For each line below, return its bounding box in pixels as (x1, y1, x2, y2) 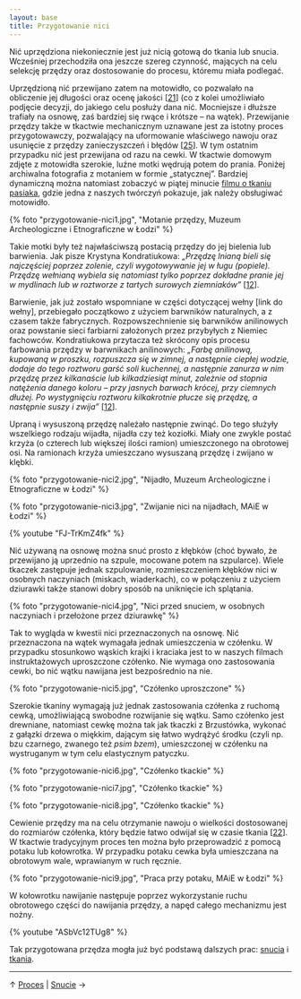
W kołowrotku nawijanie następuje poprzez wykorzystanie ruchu (9, 890, 248, 900)
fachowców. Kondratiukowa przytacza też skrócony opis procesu (9, 334, 251, 345)
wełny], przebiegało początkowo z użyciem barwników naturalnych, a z (9, 306, 273, 316)
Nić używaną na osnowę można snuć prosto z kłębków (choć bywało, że (9, 545, 278, 555)
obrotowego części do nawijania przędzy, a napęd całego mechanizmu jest (9, 900, 287, 910)
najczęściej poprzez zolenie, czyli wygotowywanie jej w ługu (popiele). (9, 260, 271, 271)
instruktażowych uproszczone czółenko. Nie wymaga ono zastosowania (9, 656, 275, 667)
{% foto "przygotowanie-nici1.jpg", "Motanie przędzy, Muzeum (9, 214, 242, 225)
